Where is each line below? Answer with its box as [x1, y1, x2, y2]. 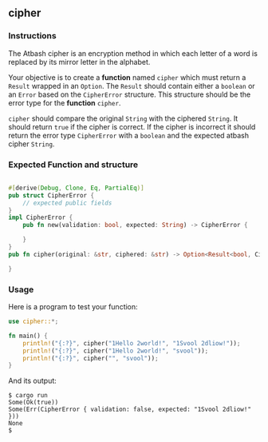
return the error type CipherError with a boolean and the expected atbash [8, 130, 250, 140]
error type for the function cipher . [8, 98, 121, 107]
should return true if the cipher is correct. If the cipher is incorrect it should [8, 121, 256, 131]
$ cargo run [8, 392, 48, 400]
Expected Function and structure [8, 159, 139, 170]
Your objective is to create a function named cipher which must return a [8, 72, 246, 82]
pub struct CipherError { [8, 191, 94, 199]
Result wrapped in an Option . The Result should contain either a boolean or [8, 81, 255, 90]
